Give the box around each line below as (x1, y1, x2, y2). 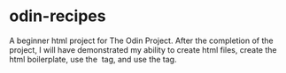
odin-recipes (9, 6, 106, 26)
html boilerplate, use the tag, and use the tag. (9, 54, 177, 64)
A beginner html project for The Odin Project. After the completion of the (9, 35, 274, 46)
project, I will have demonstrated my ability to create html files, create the (9, 44, 277, 55)
